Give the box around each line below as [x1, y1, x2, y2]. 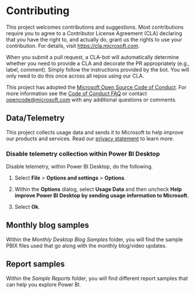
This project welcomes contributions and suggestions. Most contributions [6, 23, 184, 31]
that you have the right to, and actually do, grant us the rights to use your [6, 36, 183, 43]
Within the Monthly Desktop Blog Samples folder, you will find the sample [6, 236, 183, 243]
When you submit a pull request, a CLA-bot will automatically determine [6, 53, 179, 60]
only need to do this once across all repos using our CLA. [6, 72, 145, 79]
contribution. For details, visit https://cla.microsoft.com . [6, 42, 140, 49]
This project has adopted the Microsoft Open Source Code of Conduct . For [6, 83, 187, 90]
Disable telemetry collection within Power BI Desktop [6, 150, 160, 158]
